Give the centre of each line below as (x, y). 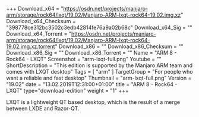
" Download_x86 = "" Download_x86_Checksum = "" (119, 46)
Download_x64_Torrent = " (39, 34)
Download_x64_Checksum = (41, 21)
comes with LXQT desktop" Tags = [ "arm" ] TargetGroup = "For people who (99, 72)
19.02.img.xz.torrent (31, 46)
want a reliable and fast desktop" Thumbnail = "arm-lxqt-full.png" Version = (99, 78)
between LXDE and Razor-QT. (43, 108)
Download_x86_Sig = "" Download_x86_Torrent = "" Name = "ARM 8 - (91, 53)
